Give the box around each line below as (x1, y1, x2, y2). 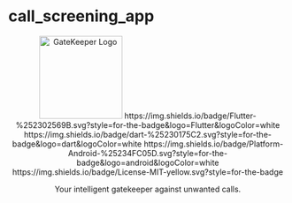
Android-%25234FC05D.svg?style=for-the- (68, 147, 227, 158)
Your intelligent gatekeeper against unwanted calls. (54, 184, 242, 194)
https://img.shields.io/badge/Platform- (143, 139, 284, 149)
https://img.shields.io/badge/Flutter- (124, 110, 257, 121)
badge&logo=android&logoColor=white (76, 157, 219, 168)
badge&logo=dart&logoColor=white (12, 139, 142, 149)
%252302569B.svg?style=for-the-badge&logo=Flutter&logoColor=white (15, 119, 280, 130)
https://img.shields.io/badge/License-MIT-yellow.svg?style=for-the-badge (12, 166, 284, 177)
